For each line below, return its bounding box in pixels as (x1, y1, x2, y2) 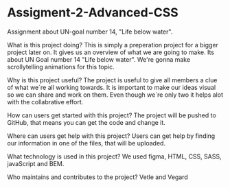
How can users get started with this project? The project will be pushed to (7, 111, 216, 119)
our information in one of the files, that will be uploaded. (7, 139, 166, 147)
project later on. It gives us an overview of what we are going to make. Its (7, 48, 215, 56)
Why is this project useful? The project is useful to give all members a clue (7, 75, 218, 84)
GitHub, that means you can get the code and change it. (7, 118, 166, 126)
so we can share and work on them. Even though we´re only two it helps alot (7, 91, 223, 99)
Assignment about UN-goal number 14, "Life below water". (7, 27, 173, 36)
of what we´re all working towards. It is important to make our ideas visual (7, 83, 216, 91)
